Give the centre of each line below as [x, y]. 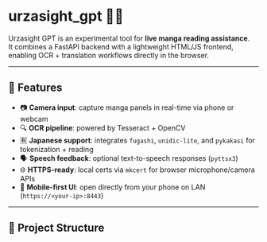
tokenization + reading [56, 149]
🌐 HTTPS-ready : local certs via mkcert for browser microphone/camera [137, 170]
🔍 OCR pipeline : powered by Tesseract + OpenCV [103, 127]
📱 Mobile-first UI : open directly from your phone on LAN [112, 187]
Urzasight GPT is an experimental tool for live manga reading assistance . [129, 38]
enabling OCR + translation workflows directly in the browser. [108, 55]
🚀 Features [35, 88]
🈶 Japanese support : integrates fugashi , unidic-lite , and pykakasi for [137, 140]
